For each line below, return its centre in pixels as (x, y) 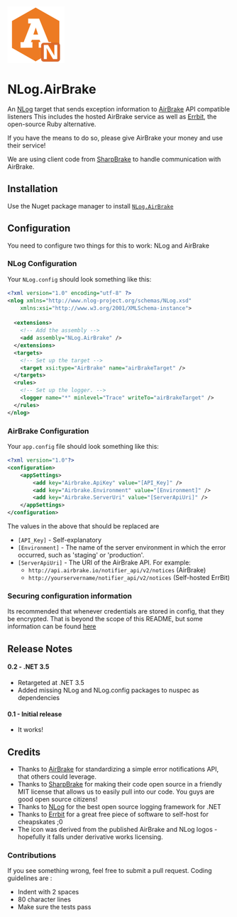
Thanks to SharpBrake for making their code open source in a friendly (120, 784)
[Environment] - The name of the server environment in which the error (122, 548)
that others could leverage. (57, 777)
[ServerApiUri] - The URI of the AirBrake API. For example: (104, 562)
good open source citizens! (57, 799)
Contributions (32, 855)
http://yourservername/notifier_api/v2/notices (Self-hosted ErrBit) (129, 578)
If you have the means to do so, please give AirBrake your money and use (115, 138)
